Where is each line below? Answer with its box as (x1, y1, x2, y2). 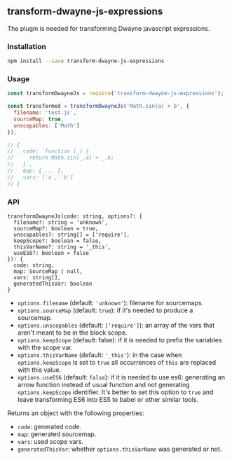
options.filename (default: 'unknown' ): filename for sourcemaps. (17, 298, 204, 307)
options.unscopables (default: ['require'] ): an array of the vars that (17, 321, 215, 329)
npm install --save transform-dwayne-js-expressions (7, 57, 165, 65)
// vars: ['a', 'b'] (7, 174, 74, 181)
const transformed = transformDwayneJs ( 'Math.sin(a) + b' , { (7, 103, 190, 110)
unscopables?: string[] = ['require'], (13, 231, 130, 238)
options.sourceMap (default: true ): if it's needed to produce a (17, 306, 193, 314)
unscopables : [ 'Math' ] (13, 122, 80, 129)
